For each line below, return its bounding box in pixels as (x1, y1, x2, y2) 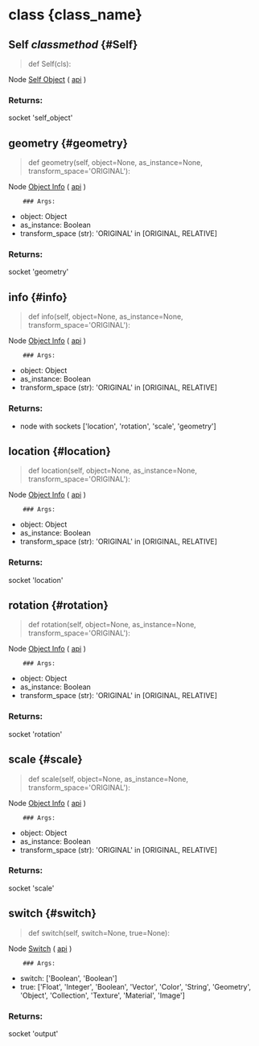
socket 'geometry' (8, 267, 69, 277)
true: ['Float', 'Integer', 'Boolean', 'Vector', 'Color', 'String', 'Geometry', (19, 982, 252, 991)
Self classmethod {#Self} (8, 38, 138, 52)
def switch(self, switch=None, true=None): (27, 928, 171, 937)
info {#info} (8, 290, 68, 304)
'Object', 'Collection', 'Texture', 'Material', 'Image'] (19, 990, 185, 1000)
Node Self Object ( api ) (8, 75, 87, 84)
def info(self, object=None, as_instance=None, (27, 312, 183, 321)
